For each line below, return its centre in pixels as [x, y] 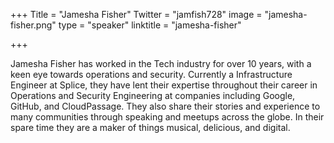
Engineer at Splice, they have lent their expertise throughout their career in [164, 85]
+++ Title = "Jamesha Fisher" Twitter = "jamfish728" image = [136, 14]
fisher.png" [33, 25]
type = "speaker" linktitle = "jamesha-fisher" [150, 25]
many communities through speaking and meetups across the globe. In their [167, 117]
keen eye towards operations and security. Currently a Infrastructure [151, 74]
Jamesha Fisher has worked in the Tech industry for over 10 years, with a [161, 63]
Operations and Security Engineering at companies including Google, [153, 95]
